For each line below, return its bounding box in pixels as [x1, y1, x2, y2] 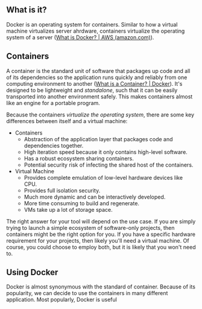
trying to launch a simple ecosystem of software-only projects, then [6, 224, 175, 231]
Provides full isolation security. [24, 186, 101, 194]
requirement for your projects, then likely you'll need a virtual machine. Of [6, 237, 189, 244]
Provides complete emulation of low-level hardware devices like [24, 174, 183, 181]
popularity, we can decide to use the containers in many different [6, 290, 168, 297]
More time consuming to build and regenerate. [24, 199, 140, 207]
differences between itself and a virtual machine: [6, 117, 128, 124]
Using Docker [6, 267, 58, 278]
